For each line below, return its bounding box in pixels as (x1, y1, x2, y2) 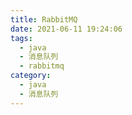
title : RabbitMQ (10, 14, 78, 25)
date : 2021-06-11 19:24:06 (10, 24, 123, 34)
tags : (10, 33, 33, 43)
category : (10, 71, 52, 81)
